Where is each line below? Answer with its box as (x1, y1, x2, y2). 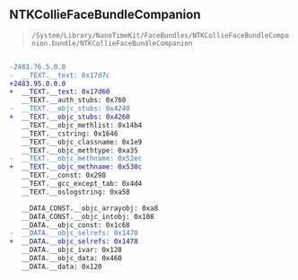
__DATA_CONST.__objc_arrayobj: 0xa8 (21, 204, 159, 213)
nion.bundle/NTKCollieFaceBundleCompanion (31, 39, 193, 48)
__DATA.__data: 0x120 (21, 262, 102, 271)
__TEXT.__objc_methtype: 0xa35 (21, 145, 139, 155)
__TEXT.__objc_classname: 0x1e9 (21, 137, 143, 146)
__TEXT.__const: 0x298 (21, 171, 106, 180)
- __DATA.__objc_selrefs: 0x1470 (9, 229, 139, 238)
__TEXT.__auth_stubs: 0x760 (21, 96, 127, 105)
